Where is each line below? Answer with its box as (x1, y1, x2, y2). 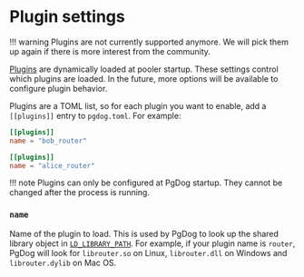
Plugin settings (9, 6, 125, 27)
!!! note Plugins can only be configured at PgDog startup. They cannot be (9, 177, 283, 188)
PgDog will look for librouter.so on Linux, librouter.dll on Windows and (9, 247, 288, 258)
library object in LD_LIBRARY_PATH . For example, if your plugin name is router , (9, 238, 296, 249)
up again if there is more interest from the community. (9, 45, 211, 56)
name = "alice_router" (9, 161, 95, 170)
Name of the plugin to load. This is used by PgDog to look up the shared (9, 228, 279, 239)
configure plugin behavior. (9, 83, 108, 94)
